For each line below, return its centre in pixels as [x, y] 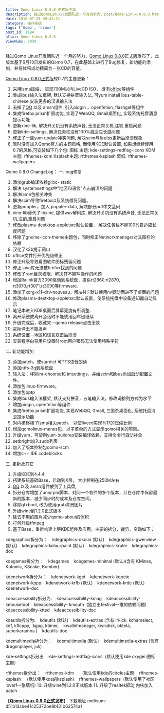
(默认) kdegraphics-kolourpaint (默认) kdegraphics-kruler [66, 545]
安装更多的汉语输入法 [51, 101]
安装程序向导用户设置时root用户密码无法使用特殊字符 [66, 341]
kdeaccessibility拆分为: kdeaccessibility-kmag [54, 598]
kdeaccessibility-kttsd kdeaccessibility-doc [51, 610]
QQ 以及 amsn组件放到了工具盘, [45, 486]
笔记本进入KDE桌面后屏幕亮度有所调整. [52, 310]
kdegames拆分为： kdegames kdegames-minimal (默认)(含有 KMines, [79, 561]
